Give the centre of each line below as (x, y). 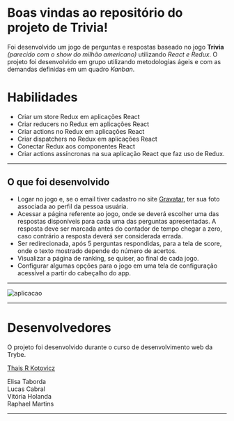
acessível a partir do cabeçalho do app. (74, 273)
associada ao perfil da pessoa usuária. (73, 206)
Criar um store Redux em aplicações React (79, 116)
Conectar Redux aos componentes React (76, 146)
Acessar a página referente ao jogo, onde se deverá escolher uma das (118, 213)
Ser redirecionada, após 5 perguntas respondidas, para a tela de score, (119, 243)
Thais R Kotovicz (31, 368)
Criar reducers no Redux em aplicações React (83, 124)
